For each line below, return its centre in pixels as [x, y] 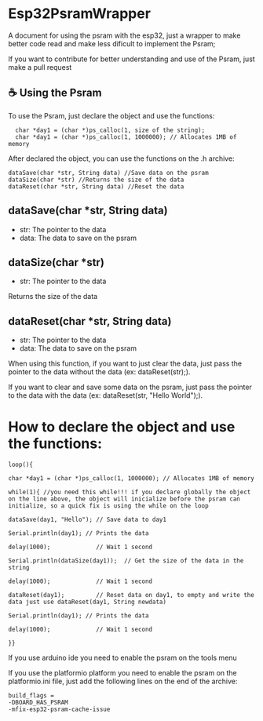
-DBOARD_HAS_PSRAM [38, 703]
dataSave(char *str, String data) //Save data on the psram [109, 173]
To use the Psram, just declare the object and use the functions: [111, 115]
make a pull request [40, 67]
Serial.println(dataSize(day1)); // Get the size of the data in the [126, 561]
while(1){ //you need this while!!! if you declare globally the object [130, 492]
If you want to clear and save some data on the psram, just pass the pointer [130, 387]
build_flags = [31, 696]
